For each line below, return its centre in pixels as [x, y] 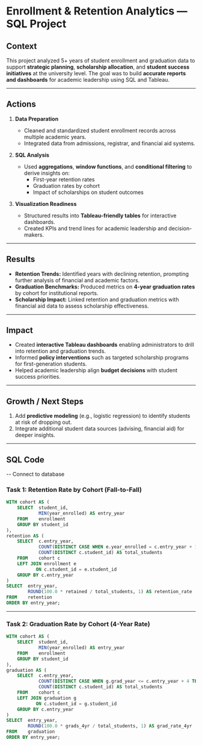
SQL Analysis [32, 155]
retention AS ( [25, 536]
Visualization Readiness [46, 204]
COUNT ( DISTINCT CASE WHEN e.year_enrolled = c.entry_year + [115, 547]
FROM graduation [31, 732]
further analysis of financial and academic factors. [77, 280]
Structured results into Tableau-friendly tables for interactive [100, 216]
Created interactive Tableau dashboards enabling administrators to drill [104, 345]
